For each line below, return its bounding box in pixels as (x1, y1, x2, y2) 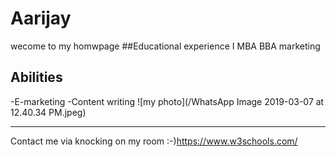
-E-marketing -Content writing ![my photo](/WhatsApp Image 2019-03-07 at (10, 95, 325, 107)
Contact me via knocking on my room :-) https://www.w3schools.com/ (10, 135, 298, 147)
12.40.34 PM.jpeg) (10, 106, 87, 118)
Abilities (10, 69, 63, 86)
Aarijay (10, 7, 72, 30)
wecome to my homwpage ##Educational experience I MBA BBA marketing (10, 40, 321, 52)
